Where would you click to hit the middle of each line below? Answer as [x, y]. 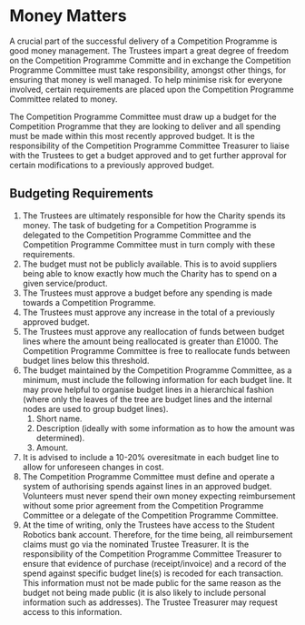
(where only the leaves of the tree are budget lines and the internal [147, 399]
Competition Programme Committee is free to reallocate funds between [156, 350]
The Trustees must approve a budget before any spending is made [147, 293]
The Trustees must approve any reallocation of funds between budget [153, 331]
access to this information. [72, 611]
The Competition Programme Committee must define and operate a [148, 476]
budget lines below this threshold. [86, 360]
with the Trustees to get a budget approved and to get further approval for [148, 155]
